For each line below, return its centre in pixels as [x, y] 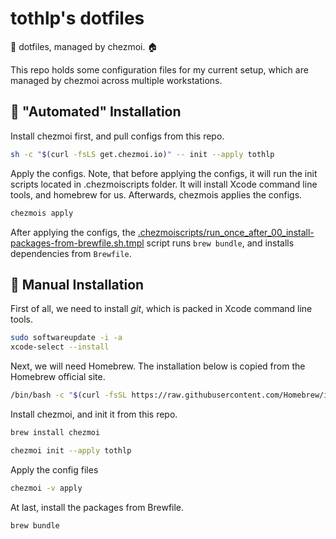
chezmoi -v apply [46, 488]
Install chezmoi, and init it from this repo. [94, 414]
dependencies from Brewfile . [71, 253]
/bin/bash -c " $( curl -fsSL [69, 395]
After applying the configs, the [73, 232]
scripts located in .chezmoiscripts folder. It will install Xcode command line [164, 184]
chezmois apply [42, 213]
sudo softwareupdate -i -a [66, 338]
